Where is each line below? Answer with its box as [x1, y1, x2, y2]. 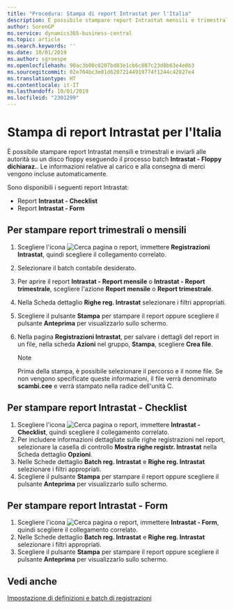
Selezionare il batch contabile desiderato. [17, 263, 136, 272]
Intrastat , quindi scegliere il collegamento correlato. [17, 250, 167, 259]
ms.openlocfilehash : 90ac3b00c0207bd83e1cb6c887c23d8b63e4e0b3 [7, 62, 195, 69]
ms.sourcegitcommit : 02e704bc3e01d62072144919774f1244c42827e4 [7, 68, 195, 75]
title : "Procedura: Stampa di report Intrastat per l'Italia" [7, 10, 192, 17]
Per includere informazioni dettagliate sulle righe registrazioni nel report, [17, 435, 226, 443]
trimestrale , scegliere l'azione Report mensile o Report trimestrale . [17, 284, 214, 293]
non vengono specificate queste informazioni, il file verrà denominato [17, 374, 217, 383]
